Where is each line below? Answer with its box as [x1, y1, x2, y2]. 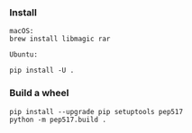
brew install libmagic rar [9, 34, 111, 44]
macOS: [9, 27, 34, 36]
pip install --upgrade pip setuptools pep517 [9, 107, 183, 116]
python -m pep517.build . [9, 115, 106, 124]
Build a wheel [9, 87, 69, 100]
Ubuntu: [9, 50, 39, 59]
